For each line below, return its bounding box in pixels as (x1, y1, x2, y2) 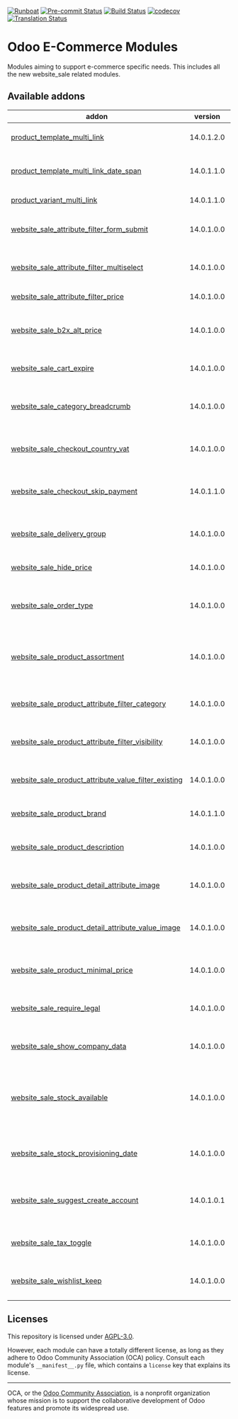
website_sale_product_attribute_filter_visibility (11, 736, 163, 746)
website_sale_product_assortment (11, 651, 125, 661)
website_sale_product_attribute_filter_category (11, 698, 166, 708)
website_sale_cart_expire (11, 363, 94, 373)
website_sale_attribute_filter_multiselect (11, 262, 144, 272)
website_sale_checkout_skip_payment (11, 486, 138, 496)
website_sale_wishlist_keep (11, 1275, 102, 1285)
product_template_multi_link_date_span (11, 166, 142, 176)
